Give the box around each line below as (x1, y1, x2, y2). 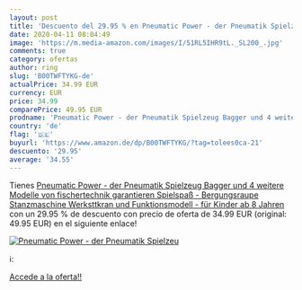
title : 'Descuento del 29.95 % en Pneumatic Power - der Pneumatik (9, 22, 268, 31)
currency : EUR (9, 88, 63, 97)
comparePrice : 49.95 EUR (9, 105, 102, 114)
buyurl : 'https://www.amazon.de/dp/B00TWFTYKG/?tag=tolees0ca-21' (9, 138, 263, 147)
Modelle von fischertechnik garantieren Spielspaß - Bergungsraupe (9, 189, 259, 200)
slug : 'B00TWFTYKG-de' (9, 72, 94, 81)
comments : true (9, 47, 67, 56)
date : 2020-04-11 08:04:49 (9, 30, 111, 39)
